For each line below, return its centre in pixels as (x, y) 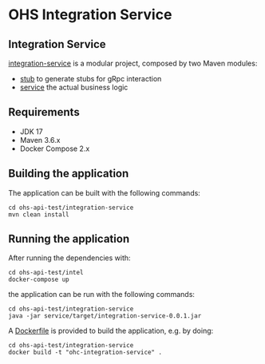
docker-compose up (39, 280)
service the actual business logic (74, 87)
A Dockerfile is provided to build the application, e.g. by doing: (111, 331)
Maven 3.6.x (40, 140)
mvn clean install (39, 214)
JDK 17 (31, 131)
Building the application (69, 174)
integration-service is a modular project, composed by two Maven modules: (133, 63)
